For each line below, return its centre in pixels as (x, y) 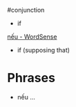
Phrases (31, 78)
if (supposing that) (44, 50)
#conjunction (26, 10)
